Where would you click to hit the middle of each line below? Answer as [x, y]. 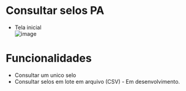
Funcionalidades [49, 59]
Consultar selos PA [55, 11]
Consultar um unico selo [45, 75]
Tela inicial [28, 27]
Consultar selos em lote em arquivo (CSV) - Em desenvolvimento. [97, 81]
